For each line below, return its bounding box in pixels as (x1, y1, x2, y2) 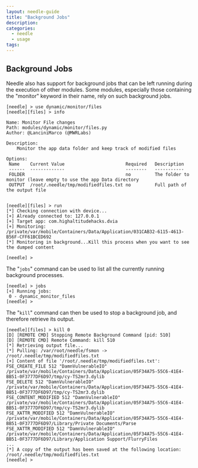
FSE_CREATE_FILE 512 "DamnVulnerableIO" (6, 363, 108, 369)
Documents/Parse (96, 420, 136, 426)
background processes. (6, 271, 64, 278)
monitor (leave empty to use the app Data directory (6, 177, 139, 183)
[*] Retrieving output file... (6, 343, 84, 348)
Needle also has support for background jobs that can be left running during (6, 80, 193, 87)
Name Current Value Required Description (8, 161, 184, 167)
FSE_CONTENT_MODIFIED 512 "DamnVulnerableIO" (6, 394, 120, 400)
